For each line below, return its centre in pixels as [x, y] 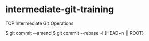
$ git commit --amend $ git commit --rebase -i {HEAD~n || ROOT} [75, 33]
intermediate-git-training [60, 9]
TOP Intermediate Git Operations [40, 23]
